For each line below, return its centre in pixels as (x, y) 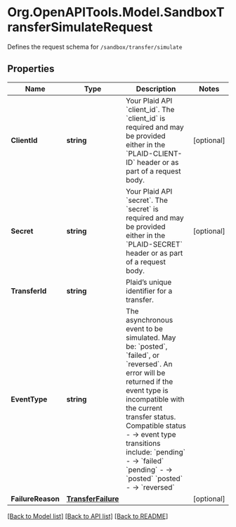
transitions (143, 443)
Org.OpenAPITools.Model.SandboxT (116, 12)
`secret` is (143, 209)
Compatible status (156, 426)
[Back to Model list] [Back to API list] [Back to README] (88, 516)
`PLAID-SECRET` (154, 244)
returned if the (150, 381)
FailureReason (35, 499)
